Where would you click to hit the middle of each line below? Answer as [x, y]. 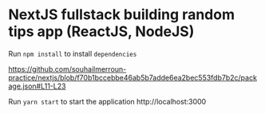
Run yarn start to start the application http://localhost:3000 [107, 101]
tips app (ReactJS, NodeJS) [101, 31]
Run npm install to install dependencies [73, 53]
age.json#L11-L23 [37, 86]
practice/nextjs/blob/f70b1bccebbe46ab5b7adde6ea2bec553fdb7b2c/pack [133, 77]
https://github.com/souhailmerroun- [67, 69]
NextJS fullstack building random [122, 15]
